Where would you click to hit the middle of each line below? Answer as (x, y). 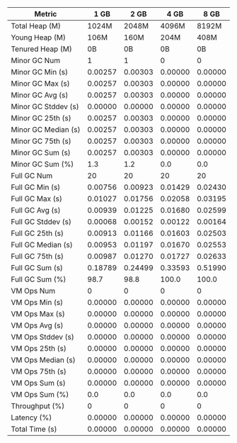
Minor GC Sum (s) (41, 153)
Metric (46, 14)
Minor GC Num (36, 61)
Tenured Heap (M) (41, 49)
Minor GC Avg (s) (40, 95)
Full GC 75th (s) (37, 256)
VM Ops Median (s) (43, 360)
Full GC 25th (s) (37, 233)
